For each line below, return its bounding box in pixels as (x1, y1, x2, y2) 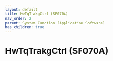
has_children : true (5, 25, 45, 30)
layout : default (5, 7, 38, 12)
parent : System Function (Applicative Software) (5, 20, 105, 25)
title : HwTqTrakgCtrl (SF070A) (5, 12, 68, 16)
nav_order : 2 (5, 16, 32, 21)
